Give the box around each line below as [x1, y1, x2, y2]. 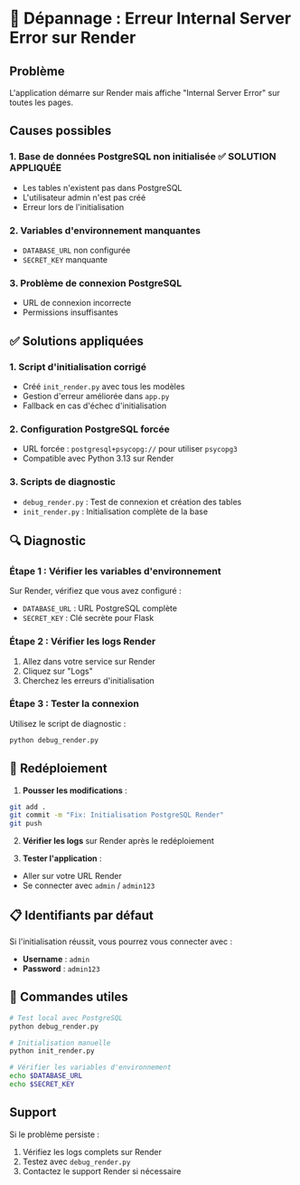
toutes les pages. [9, 97, 74, 108]
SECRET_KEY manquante [22, 253, 108, 265]
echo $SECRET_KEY [9, 1080, 75, 1089]
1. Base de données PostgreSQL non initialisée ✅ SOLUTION [9, 150, 277, 163]
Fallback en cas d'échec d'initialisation [22, 400, 167, 411]
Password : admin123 [22, 963, 101, 974]
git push [9, 819, 42, 828]
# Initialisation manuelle [9, 1038, 111, 1047]
